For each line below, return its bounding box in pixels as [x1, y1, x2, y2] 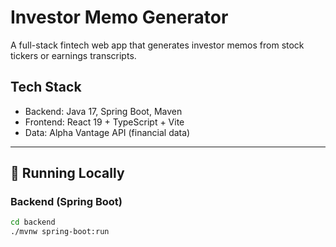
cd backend [10, 217, 56, 228]
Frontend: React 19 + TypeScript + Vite [24, 116, 185, 128]
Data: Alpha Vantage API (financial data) [24, 126, 191, 138]
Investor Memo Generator [10, 6, 229, 29]
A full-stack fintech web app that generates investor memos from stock [10, 39, 305, 51]
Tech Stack [10, 79, 82, 96]
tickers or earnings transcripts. [10, 49, 137, 61]
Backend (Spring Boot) [10, 195, 123, 209]
